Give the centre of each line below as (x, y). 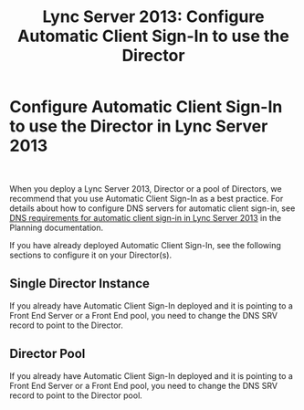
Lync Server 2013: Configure (153, 17)
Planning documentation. (57, 227)
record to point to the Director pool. (76, 395)
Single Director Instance (80, 284)
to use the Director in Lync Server (139, 126)
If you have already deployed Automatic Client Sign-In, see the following (145, 245)
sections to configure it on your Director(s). (90, 255)
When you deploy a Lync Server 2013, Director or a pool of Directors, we (146, 188)
